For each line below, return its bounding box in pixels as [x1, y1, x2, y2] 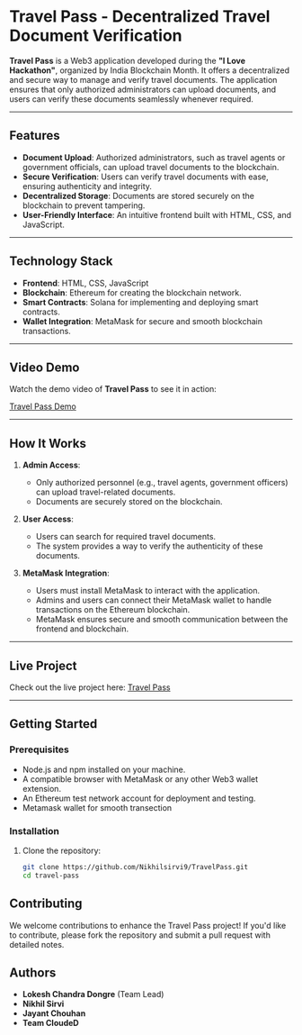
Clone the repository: [22, 845, 102, 856]
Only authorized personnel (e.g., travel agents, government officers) [35, 477, 289, 488]
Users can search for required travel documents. [35, 531, 217, 542]
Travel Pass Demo [9, 401, 76, 412]
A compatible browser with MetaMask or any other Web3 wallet [22, 773, 259, 785]
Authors [9, 965, 57, 980]
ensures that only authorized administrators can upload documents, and [9, 84, 277, 95]
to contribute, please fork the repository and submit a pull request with [9, 930, 271, 940]
